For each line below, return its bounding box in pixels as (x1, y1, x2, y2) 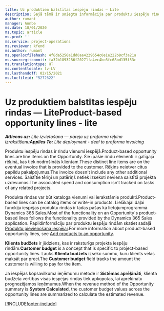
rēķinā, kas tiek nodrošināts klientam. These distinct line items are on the (5, 159, 150, 165)
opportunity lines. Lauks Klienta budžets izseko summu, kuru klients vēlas (5, 250, 155, 256)
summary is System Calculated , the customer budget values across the (5, 286, 150, 292)
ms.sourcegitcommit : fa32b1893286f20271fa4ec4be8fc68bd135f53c (5, 57, 137, 62)
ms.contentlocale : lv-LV (5, 67, 56, 72)
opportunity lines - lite (5, 117, 98, 128)
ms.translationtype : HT (5, 62, 54, 67)
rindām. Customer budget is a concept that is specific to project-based (5, 245, 148, 251)
